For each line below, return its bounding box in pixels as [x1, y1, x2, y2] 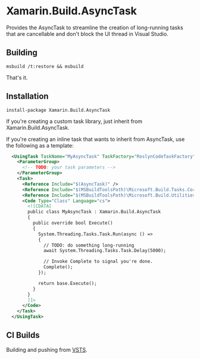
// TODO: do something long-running [43, 242, 135, 248]
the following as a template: [6, 142, 74, 149]
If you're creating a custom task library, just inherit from [6, 118, 143, 125]
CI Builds [6, 330, 40, 340]
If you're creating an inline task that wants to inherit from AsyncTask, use [6, 136, 185, 143]
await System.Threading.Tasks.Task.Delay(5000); [43, 248, 167, 254]
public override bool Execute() [32, 220, 113, 226]
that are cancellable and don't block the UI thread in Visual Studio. [6, 30, 168, 37]
